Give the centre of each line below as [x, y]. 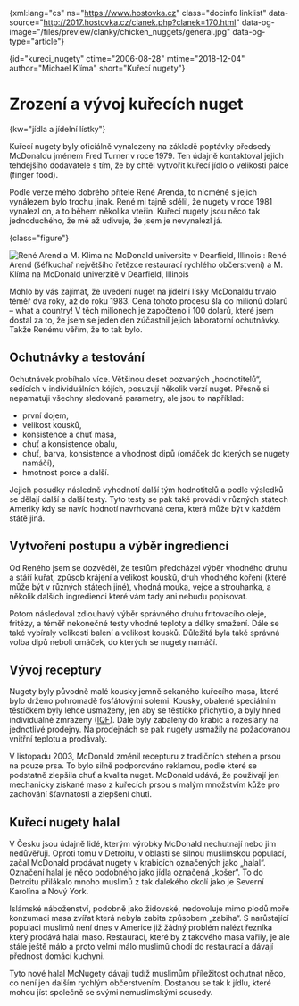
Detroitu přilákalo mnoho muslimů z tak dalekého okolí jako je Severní [137, 882]
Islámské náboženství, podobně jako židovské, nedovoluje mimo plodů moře [149, 909]
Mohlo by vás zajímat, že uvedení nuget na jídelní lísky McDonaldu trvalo [143, 291]
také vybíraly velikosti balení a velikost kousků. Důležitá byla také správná [145, 633]
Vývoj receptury [56, 670]
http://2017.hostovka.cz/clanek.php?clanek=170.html [140, 22]
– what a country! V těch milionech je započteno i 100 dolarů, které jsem [141, 310]
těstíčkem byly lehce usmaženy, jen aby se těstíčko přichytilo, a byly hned [145, 710]
